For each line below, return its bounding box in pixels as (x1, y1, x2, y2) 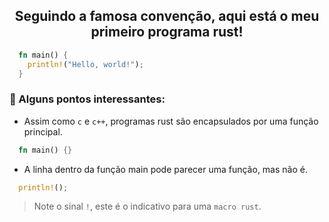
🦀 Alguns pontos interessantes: (9, 92, 166, 106)
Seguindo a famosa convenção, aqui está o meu (14, 8, 320, 25)
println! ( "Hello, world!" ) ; (27, 59, 144, 69)
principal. (23, 125, 63, 138)
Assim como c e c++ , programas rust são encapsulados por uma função (23, 115, 319, 127)
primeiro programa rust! (90, 24, 244, 41)
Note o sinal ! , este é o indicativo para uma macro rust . (33, 200, 262, 213)
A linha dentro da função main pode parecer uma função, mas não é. (23, 163, 308, 175)
